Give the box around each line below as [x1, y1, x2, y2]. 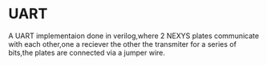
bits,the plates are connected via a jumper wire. [8, 48, 166, 57]
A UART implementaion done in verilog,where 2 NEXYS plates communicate [8, 31, 259, 40]
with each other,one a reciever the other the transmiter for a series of [8, 39, 237, 48]
